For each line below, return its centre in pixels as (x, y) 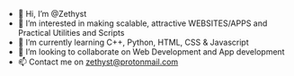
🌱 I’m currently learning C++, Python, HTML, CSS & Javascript (133, 42)
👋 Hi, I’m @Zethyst (52, 14)
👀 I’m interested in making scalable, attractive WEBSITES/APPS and (143, 23)
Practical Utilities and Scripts (71, 33)
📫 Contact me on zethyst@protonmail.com (98, 62)
